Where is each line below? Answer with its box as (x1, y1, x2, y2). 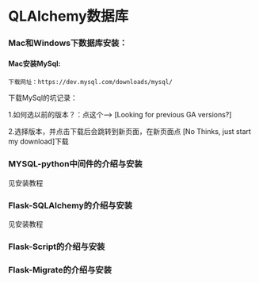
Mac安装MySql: (8, 59, 61, 68)
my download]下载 (8, 136, 69, 147)
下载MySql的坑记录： (8, 93, 78, 103)
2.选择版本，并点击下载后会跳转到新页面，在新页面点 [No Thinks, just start (8, 127, 252, 136)
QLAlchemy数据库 (8, 7, 129, 25)
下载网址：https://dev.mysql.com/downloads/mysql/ (8, 78, 173, 86)
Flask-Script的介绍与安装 (8, 241, 105, 252)
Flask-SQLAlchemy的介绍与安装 (8, 200, 133, 211)
